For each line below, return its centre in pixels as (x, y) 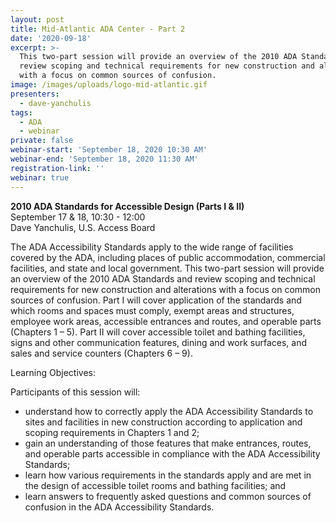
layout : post (37, 19)
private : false (42, 141)
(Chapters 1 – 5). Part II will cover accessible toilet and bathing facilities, (158, 332)
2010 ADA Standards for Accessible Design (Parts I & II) (127, 206)
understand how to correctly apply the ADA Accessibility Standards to (169, 411)
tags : (21, 112)
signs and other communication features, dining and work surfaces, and (158, 342)
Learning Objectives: (53, 372)
